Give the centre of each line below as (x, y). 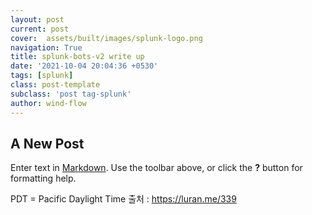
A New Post (47, 143)
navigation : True (46, 47)
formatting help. (43, 178)
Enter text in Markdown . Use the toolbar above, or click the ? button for (156, 168)
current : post (40, 29)
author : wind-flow (48, 103)
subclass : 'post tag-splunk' (71, 94)
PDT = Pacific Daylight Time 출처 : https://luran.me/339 (123, 199)
